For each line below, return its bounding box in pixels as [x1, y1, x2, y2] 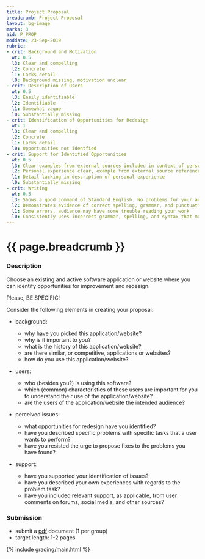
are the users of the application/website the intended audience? [24, 399, 185, 406]
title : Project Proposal [6, 9, 70, 15]
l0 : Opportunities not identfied [12, 145, 97, 152]
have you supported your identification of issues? [24, 472, 149, 479]
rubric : [6, 43, 26, 50]
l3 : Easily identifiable [12, 94, 75, 100]
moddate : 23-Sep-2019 [6, 37, 62, 43]
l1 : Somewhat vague [12, 105, 62, 112]
